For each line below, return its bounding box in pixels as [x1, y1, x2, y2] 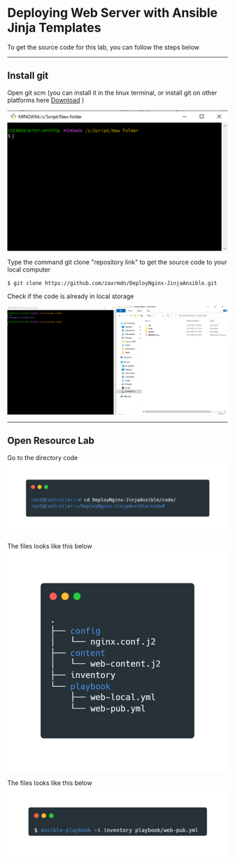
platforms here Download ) [7, 96, 85, 104]
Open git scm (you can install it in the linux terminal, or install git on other [7, 88, 218, 97]
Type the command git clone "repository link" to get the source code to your [7, 258, 227, 266]
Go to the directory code [7, 453, 78, 461]
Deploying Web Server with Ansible [7, 5, 218, 21]
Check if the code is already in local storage [7, 292, 134, 300]
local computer [7, 265, 51, 274]
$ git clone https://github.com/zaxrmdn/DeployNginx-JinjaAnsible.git [7, 279, 218, 286]
